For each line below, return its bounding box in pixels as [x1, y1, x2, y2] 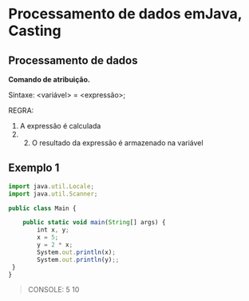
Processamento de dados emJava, [8, 5, 242, 23]
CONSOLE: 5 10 [27, 285, 80, 295]
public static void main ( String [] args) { [22, 219, 166, 227]
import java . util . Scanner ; [8, 189, 98, 198]
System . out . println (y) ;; [37, 255, 120, 263]
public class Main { [8, 204, 77, 212]
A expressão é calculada [19, 121, 101, 130]
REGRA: [8, 105, 34, 115]
